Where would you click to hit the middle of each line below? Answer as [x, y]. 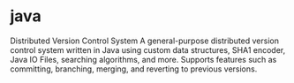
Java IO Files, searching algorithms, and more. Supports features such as [143, 59]
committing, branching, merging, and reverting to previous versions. [134, 69]
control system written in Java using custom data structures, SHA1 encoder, [148, 49]
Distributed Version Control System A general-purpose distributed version [144, 41]
